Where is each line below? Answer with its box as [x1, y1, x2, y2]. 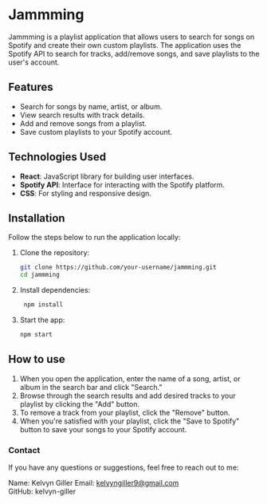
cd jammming [19, 271, 60, 279]
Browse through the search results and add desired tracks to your [19, 391, 237, 400]
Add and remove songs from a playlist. [19, 118, 147, 128]
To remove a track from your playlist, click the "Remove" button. [19, 408, 230, 417]
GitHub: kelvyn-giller [8, 486, 77, 496]
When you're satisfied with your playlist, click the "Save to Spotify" [19, 416, 240, 426]
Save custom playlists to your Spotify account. [19, 127, 173, 136]
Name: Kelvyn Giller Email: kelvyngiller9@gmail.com [8, 478, 179, 487]
